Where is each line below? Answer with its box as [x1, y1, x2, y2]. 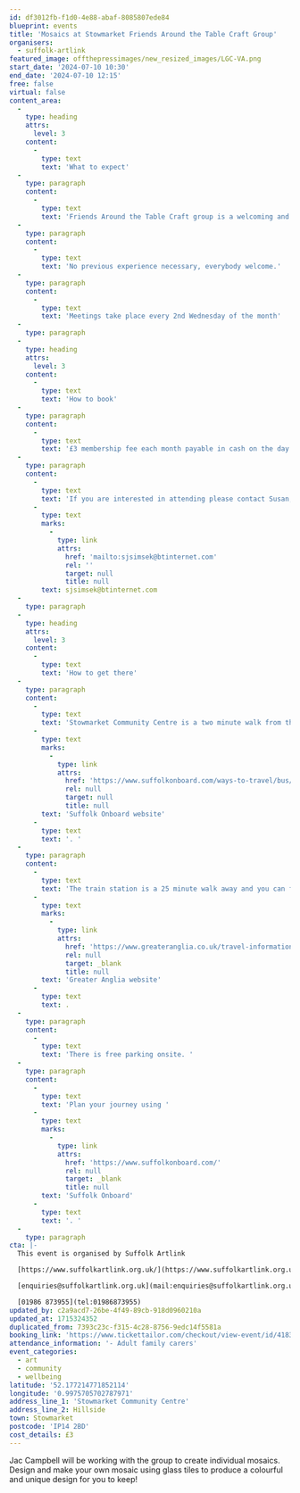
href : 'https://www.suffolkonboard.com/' [65, 1157, 221, 1167]
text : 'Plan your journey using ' [41, 1099, 170, 1109]
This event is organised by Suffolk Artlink [17, 1249, 186, 1258]
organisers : [9, 37, 54, 47]
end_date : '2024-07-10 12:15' [9, 71, 122, 80]
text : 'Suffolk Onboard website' [41, 809, 166, 818]
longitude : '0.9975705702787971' [9, 1389, 134, 1398]
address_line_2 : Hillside [9, 1406, 105, 1414]
